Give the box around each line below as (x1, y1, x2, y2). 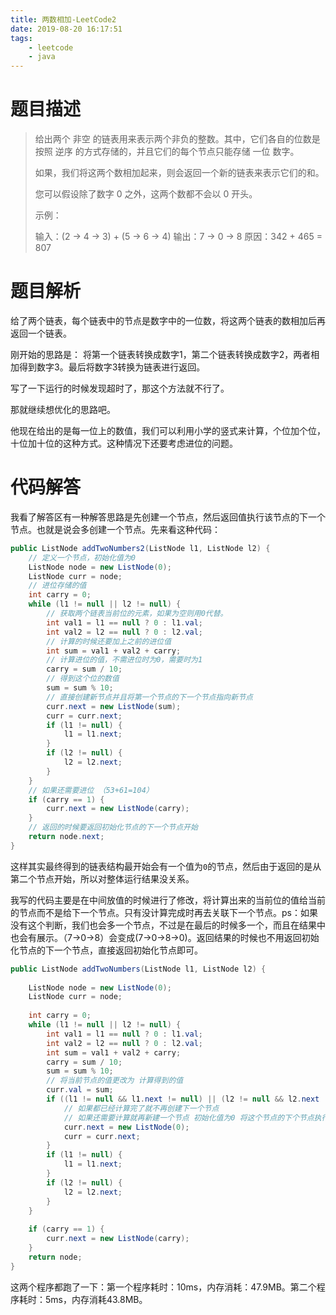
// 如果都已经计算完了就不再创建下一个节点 (63, 1103, 220, 1113)
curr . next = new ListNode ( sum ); (46, 701, 182, 711)
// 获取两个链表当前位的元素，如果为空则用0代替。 (46, 609, 228, 619)
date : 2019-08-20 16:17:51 (10, 24, 123, 34)
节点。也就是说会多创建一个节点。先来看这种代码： (10, 523, 221, 535)
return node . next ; (28, 832, 105, 842)
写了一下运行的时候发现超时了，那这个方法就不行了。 (10, 382, 230, 394)
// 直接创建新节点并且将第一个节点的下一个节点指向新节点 (46, 692, 253, 702)
